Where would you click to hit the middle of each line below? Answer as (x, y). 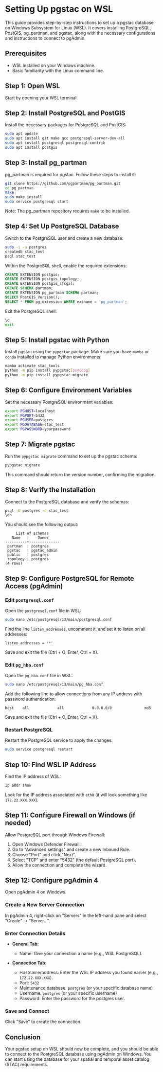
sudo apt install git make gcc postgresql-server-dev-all (65, 138)
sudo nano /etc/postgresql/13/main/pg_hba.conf (54, 684)
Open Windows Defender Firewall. (46, 844)
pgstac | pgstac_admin (32, 551)
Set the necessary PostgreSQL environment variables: (59, 402)
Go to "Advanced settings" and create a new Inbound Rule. (71, 849)
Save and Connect (27, 1011)
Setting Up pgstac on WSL (59, 9)
